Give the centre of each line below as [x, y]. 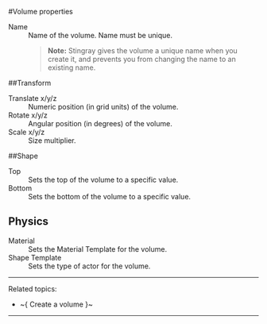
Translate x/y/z [33, 98]
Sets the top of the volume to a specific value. [103, 179]
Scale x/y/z [27, 132]
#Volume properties [41, 12]
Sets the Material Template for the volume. [98, 249]
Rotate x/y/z [28, 115]
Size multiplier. [52, 141]
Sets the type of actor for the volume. [89, 266]
